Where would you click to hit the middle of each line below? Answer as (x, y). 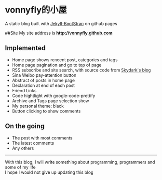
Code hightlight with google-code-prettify (54, 96)
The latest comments (33, 143)
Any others (23, 148)
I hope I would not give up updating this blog (49, 172)
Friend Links (24, 90)
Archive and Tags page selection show (50, 101)
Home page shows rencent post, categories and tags (65, 60)
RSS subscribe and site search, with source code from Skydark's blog (81, 70)
